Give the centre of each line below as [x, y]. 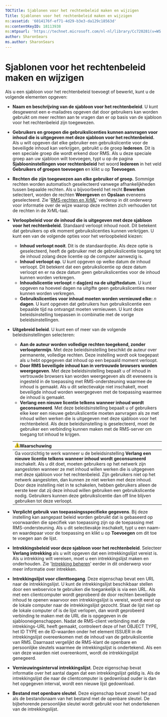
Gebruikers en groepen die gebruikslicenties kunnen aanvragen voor [85, 132]
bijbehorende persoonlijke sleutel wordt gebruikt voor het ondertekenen [86, 704]
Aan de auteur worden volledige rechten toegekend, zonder [83, 344]
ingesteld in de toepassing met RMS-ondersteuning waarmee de [86, 381]
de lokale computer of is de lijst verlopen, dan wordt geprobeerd [78, 610]
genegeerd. [24, 658]
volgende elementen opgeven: [36, 97]
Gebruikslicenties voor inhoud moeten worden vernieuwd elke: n [88, 298]
